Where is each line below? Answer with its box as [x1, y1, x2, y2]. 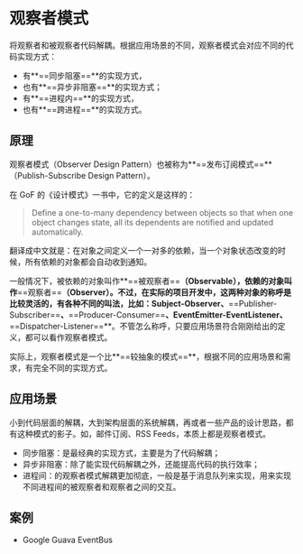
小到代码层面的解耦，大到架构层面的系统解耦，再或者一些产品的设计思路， [9, 417, 286, 428]
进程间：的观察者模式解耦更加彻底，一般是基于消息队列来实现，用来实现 [22, 470, 291, 481]
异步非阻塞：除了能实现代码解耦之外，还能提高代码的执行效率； [22, 458, 260, 469]
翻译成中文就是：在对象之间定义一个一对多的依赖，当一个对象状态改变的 [9, 245, 278, 255]
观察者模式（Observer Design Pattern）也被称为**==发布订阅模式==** [9, 159, 272, 170]
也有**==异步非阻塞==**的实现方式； [22, 81, 162, 92]
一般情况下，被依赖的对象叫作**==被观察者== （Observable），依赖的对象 [9, 275, 285, 286]
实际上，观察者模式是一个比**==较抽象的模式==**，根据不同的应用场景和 [9, 351, 284, 362]
